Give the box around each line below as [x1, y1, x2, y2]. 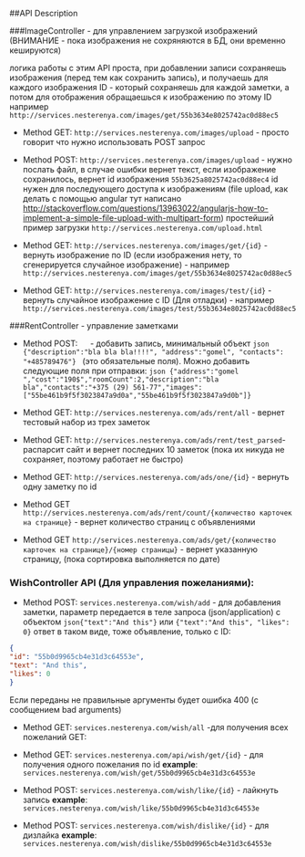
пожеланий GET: [22, 731, 87, 742]
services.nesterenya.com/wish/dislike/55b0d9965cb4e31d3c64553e [22, 839, 272, 848]
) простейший [220, 213, 275, 223]
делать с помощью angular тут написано [22, 193, 182, 204]
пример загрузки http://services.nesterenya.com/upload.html [22, 223, 263, 233]
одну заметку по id [22, 481, 97, 492]
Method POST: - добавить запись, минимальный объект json [22, 338, 270, 349]
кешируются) [9, 45, 62, 56]
